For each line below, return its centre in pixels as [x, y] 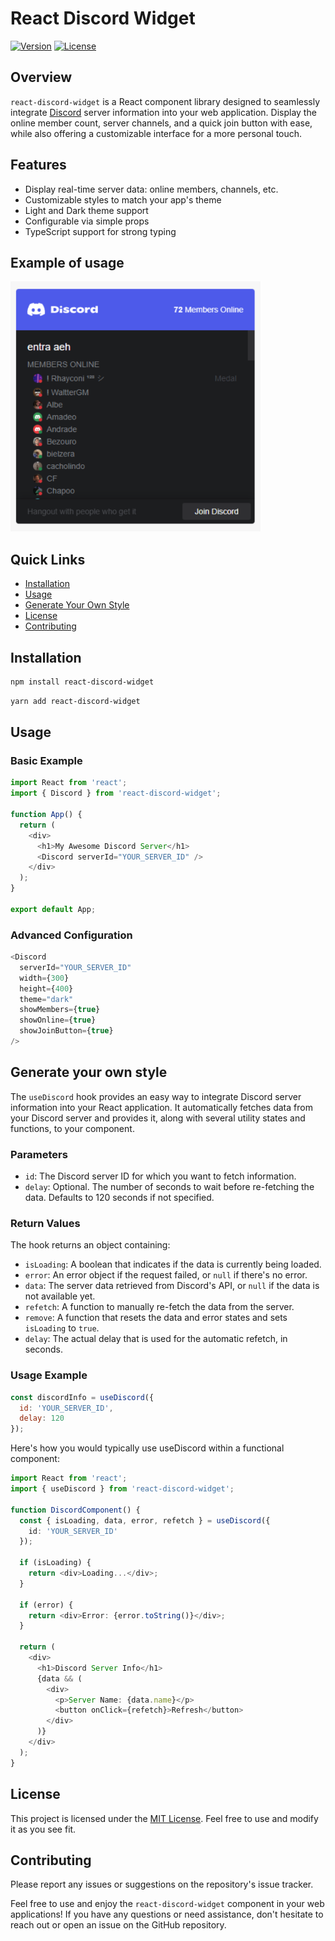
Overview [41, 77]
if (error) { [46, 1605]
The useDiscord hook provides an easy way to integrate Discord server [156, 1096]
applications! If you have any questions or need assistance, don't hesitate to [167, 1914]
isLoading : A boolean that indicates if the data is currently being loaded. [173, 1264]
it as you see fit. [43, 1829]
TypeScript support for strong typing [100, 231]
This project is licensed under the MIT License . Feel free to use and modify [164, 1818]
